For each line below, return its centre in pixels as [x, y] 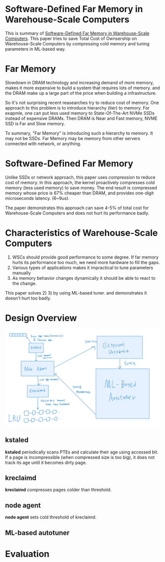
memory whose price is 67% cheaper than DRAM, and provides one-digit [80, 193]
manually [21, 273]
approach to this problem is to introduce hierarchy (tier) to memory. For [77, 108]
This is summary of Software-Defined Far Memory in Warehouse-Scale [77, 33]
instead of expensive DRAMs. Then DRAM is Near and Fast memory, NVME [81, 118]
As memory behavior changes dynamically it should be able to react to [84, 278]
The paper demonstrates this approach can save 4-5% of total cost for [77, 208]
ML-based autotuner [37, 533]
